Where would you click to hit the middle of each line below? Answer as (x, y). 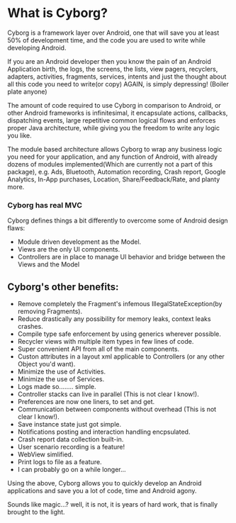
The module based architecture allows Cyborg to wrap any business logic (115, 149)
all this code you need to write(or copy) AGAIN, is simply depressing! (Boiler (118, 84)
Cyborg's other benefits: (63, 287)
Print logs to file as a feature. (60, 462)
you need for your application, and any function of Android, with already (113, 157)
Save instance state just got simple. (69, 424)
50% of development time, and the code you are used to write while (106, 40)
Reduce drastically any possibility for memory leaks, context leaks (114, 319)
